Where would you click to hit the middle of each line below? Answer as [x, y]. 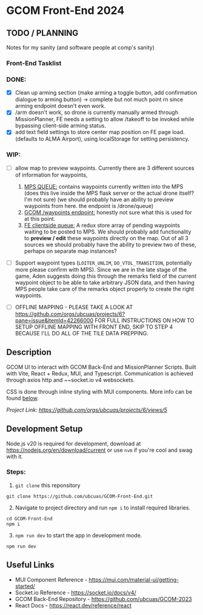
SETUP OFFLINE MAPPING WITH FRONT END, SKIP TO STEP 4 [94, 327]
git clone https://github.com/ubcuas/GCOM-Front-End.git [80, 496]
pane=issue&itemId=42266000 [54, 320]
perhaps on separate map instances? [70, 251]
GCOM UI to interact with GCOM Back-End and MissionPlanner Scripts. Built [101, 367]
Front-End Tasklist [34, 63]
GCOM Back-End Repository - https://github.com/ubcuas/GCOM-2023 [103, 599]
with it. [15, 456]
